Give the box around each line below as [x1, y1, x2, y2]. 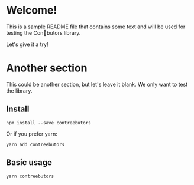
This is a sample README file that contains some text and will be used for [6, 23, 186, 30]
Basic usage [6, 157, 52, 168]
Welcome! [6, 4, 57, 17]
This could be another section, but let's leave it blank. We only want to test [6, 81, 188, 88]
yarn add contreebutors [6, 141, 65, 147]
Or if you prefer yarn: [6, 130, 57, 137]
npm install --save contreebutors [6, 120, 92, 125]
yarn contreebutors [6, 173, 54, 179]
